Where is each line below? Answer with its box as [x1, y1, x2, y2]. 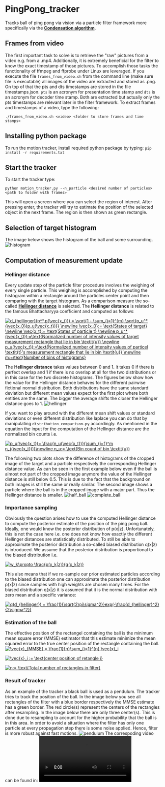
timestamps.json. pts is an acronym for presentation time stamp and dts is [5, 89, 156, 94]
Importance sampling [5, 504, 57, 511]
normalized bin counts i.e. [5, 431, 57, 437]
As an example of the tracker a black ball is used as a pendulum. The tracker [5, 688, 160, 694]
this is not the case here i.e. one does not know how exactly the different [5, 531, 152, 537]
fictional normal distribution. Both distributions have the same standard [5, 385, 149, 391]
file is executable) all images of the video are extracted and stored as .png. [5, 78, 156, 84]
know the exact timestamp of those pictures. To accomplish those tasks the [5, 63, 158, 68]
